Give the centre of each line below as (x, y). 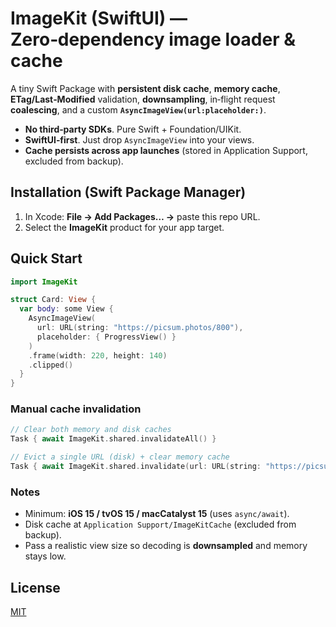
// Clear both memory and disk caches (91, 430)
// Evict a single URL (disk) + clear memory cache (120, 457)
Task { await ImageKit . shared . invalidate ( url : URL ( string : (136, 467)
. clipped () (51, 365)
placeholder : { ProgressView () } (106, 337)
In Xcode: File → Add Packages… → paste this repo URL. (142, 216)
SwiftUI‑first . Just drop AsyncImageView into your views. (139, 139)
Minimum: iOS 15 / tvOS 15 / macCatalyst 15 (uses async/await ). (157, 514)
